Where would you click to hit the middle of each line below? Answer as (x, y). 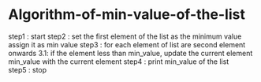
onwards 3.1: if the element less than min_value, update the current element (130, 53)
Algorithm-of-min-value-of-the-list (127, 15)
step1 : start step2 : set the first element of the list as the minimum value (125, 36)
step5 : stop (28, 69)
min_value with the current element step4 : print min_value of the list (119, 61)
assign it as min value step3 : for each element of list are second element (127, 44)
